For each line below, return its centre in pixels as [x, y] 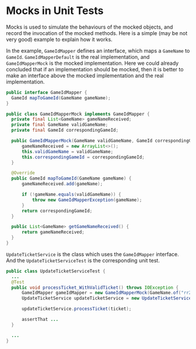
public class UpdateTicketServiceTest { [56, 271]
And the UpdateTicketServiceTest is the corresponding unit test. [83, 260]
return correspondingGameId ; [57, 211]
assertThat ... [40, 320]
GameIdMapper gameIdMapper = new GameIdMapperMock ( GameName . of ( [101, 293]
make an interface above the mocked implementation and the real [85, 75]
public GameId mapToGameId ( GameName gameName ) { [71, 179]
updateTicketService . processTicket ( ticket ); [76, 309]
